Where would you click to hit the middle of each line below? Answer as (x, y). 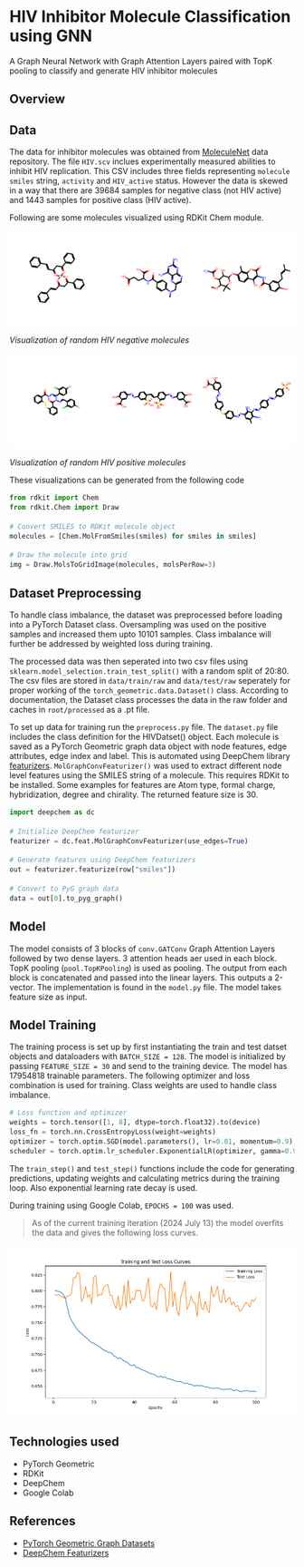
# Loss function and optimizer (68, 1113)
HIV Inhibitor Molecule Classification (150, 17)
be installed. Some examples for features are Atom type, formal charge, (142, 784)
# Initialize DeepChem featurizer (75, 832)
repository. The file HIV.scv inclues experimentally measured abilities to (142, 161)
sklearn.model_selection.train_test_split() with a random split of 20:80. (149, 671)
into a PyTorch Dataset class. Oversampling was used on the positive (138, 624)
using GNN (51, 36)
